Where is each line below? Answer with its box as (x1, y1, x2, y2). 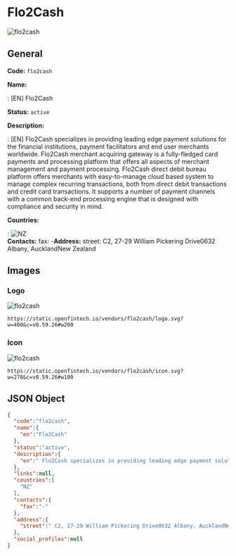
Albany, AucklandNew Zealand (7, 244, 96, 253)
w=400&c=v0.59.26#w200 (7, 322, 74, 329)
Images (7, 265, 41, 277)
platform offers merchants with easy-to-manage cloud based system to (7, 172, 214, 180)
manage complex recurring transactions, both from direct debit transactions (7, 179, 227, 188)
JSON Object (7, 393, 65, 405)
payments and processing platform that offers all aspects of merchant (7, 157, 209, 165)
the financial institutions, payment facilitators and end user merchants (7, 142, 209, 151)
